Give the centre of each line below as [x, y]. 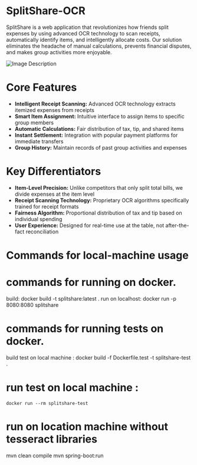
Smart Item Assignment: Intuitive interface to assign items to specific [99, 116]
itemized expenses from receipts [54, 110]
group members [34, 123]
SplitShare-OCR [46, 11]
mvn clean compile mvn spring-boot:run [55, 456]
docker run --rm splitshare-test [47, 403]
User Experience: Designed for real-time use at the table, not [89, 225]
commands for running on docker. [91, 283]
